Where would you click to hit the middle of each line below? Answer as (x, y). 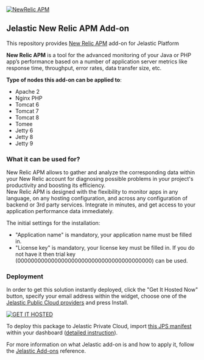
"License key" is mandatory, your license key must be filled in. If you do (105, 248)
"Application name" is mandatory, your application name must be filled (103, 235)
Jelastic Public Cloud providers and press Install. (68, 303)
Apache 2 (27, 91)
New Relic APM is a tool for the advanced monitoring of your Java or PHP (99, 55)
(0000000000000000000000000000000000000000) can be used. (101, 261)
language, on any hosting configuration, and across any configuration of (97, 199)
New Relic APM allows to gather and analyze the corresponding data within (101, 172)
